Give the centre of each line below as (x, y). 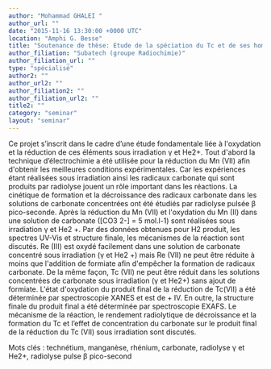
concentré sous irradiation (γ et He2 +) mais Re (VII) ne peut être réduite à (132, 255)
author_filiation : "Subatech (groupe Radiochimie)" (97, 53)
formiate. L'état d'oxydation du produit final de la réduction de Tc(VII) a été (132, 289)
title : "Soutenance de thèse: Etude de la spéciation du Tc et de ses (129, 46)
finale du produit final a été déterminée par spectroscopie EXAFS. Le (122, 306)
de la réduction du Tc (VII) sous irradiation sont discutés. (102, 332)
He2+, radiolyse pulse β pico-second (70, 356)
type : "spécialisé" (41, 68)
